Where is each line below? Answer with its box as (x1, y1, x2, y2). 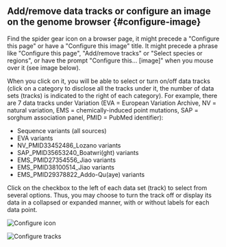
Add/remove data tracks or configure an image (7, 5, 211, 17)
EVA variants (16, 134, 53, 142)
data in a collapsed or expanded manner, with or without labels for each (7, 198, 210, 207)
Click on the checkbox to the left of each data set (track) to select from (7, 183, 208, 191)
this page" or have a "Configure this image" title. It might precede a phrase (7, 41, 218, 50)
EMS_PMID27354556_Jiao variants (16, 156, 116, 164)
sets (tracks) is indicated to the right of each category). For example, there (7, 91, 218, 99)
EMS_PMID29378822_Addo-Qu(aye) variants (16, 170, 145, 178)
